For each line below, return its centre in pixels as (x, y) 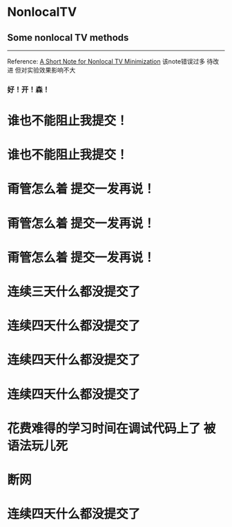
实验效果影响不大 (51, 70)
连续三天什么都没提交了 (74, 292)
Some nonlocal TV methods (68, 38)
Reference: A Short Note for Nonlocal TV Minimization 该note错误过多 (106, 61)
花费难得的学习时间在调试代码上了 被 (112, 428)
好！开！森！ (29, 89)
